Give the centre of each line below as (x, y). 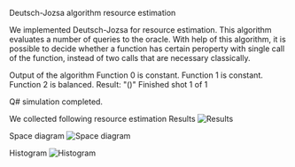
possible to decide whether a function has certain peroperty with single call (147, 49)
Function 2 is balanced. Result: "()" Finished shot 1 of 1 (109, 84)
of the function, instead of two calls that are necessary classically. (130, 58)
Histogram (28, 153)
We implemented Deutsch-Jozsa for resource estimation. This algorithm (140, 30)
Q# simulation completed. (56, 102)
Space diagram (37, 136)
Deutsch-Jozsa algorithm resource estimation (93, 13)
